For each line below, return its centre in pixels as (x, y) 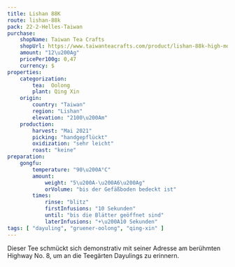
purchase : (22, 33)
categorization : (44, 79)
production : (37, 124)
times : (42, 196)
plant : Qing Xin (56, 92)
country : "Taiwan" (59, 105)
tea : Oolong (51, 85)
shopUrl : (33, 46)
